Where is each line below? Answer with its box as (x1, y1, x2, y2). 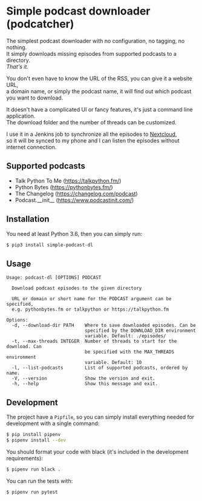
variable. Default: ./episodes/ (84, 333, 166, 339)
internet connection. (6, 143, 57, 150)
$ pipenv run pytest (6, 489, 59, 495)
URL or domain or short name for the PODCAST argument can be (11, 296, 172, 302)
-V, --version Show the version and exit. (11, 375, 155, 382)
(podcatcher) (6, 17, 74, 31)
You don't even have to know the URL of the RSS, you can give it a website (6, 75, 192, 82)
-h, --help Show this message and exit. (11, 381, 158, 387)
